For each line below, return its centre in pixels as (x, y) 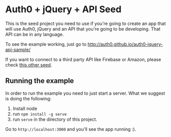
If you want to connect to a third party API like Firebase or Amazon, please (83, 59)
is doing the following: (28, 98)
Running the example (40, 81)
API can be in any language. (35, 34)
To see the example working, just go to (46, 44)
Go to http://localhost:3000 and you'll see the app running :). (71, 129)
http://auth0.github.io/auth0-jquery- (125, 44)
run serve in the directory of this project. (55, 119)
